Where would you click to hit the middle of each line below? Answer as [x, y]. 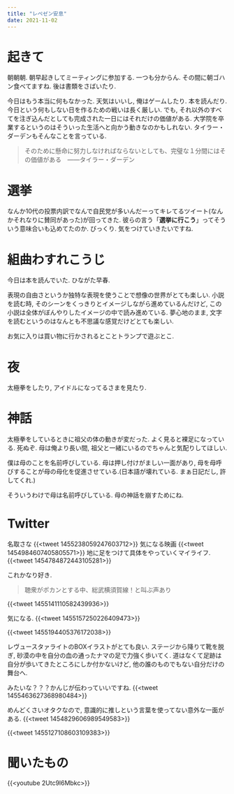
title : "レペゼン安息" [37, 14]
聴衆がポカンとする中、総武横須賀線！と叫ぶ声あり [98, 590]
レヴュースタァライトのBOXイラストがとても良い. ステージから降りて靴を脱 [116, 647]
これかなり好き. [30, 575]
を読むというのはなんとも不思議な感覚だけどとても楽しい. [90, 322]
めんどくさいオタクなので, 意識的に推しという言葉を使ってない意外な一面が [116, 710]
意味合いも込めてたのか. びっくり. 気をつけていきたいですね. [106, 229]
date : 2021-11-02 [32, 20]
